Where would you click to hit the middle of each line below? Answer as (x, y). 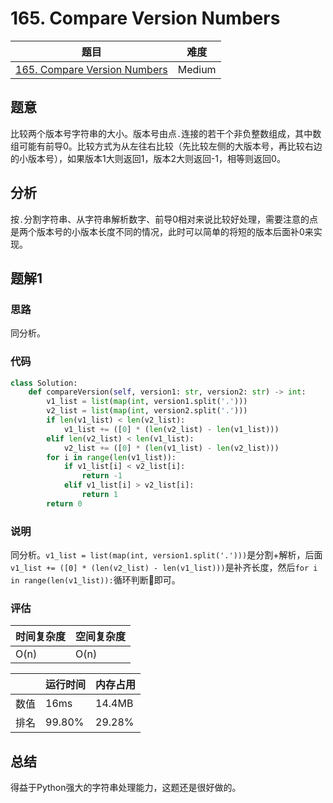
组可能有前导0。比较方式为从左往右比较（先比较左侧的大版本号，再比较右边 (166, 146)
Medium (197, 69)
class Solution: (44, 383)
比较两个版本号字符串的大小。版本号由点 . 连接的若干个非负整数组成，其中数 (166, 133)
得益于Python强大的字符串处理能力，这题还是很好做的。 (126, 788)
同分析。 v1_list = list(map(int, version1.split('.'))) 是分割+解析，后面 (166, 555)
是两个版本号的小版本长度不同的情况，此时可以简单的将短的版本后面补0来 (162, 231)
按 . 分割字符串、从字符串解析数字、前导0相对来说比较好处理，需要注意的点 (164, 219)
